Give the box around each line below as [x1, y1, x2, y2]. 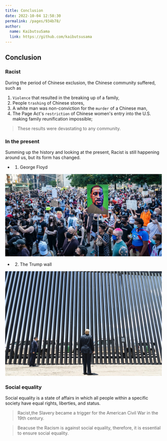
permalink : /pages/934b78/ [5, 18, 61, 23]
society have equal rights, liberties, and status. [5, 400, 101, 406]
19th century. [17, 415, 45, 421]
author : [5, 24, 21, 29]
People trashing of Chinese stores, [12, 100, 84, 106]
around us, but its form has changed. [5, 154, 81, 160]
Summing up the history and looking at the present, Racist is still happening [5, 149, 160, 155]
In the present [5, 138, 40, 145]
